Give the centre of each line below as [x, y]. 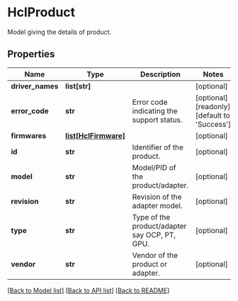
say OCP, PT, [154, 234]
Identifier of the [158, 147]
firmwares [29, 135]
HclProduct [41, 12]
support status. [157, 120]
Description [160, 74]
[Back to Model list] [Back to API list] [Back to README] [89, 290]
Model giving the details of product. [59, 32]
